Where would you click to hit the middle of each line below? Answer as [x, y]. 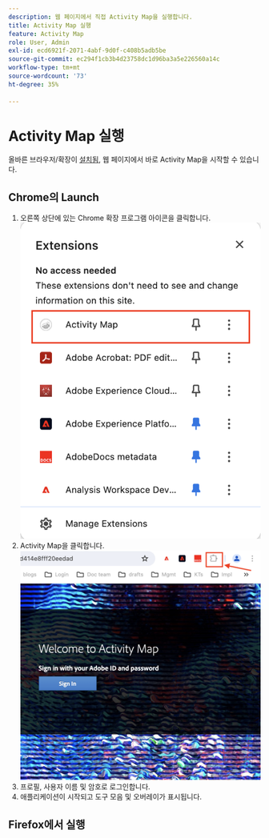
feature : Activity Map [46, 34]
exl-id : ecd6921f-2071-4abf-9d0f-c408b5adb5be [87, 51]
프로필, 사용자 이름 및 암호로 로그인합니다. [85, 787]
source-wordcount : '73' [48, 76]
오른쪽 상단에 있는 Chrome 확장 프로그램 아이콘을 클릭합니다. [115, 218]
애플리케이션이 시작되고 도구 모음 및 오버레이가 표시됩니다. [111, 797]
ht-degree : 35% [34, 84]
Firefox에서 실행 [47, 824]
